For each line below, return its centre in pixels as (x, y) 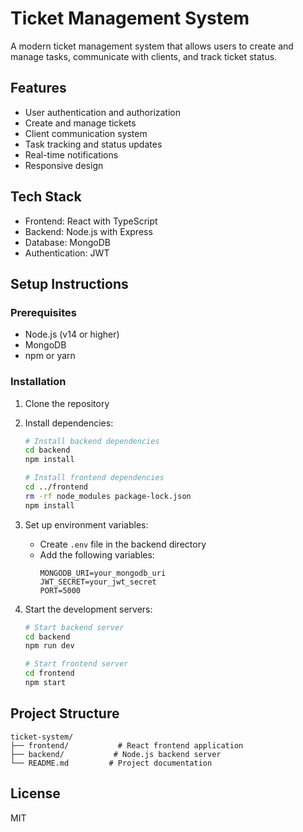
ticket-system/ (42, 737)
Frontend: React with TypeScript (91, 221)
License (35, 793)
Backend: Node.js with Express (88, 231)
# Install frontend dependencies (94, 478)
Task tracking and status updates (93, 144)
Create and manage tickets (80, 123)
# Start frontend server (76, 664)
